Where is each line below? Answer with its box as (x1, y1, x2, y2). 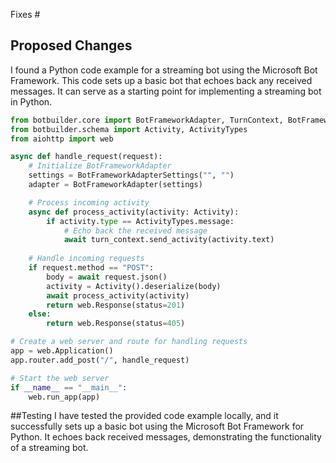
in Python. (10, 95, 53, 108)
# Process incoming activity (28, 197, 150, 208)
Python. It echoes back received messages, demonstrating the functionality (10, 431, 322, 443)
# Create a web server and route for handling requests (10, 337, 248, 347)
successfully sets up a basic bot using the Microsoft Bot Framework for (10, 420, 305, 433)
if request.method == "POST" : (28, 263, 155, 273)
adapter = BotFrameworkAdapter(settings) (28, 180, 203, 190)
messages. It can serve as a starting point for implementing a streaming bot (10, 85, 322, 97)
